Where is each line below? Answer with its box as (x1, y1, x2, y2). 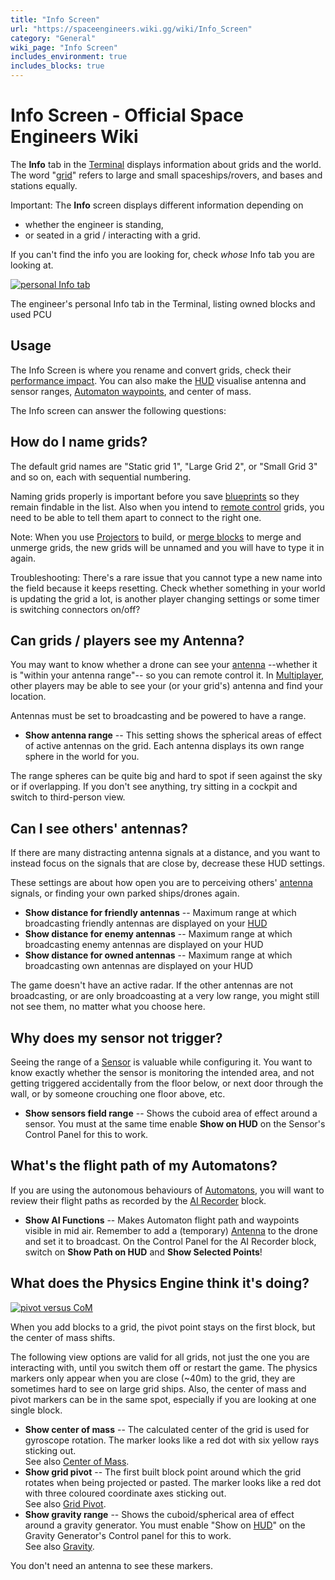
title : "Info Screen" (10, 14, 101, 25)
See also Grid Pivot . (24, 1497, 107, 1510)
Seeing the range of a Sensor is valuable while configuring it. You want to (10, 1056, 313, 1068)
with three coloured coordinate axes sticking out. (24, 1487, 227, 1499)
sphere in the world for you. (24, 751, 140, 763)
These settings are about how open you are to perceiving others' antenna (10, 877, 313, 889)
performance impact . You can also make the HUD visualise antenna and (10, 374, 307, 386)
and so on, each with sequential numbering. (10, 471, 192, 483)
